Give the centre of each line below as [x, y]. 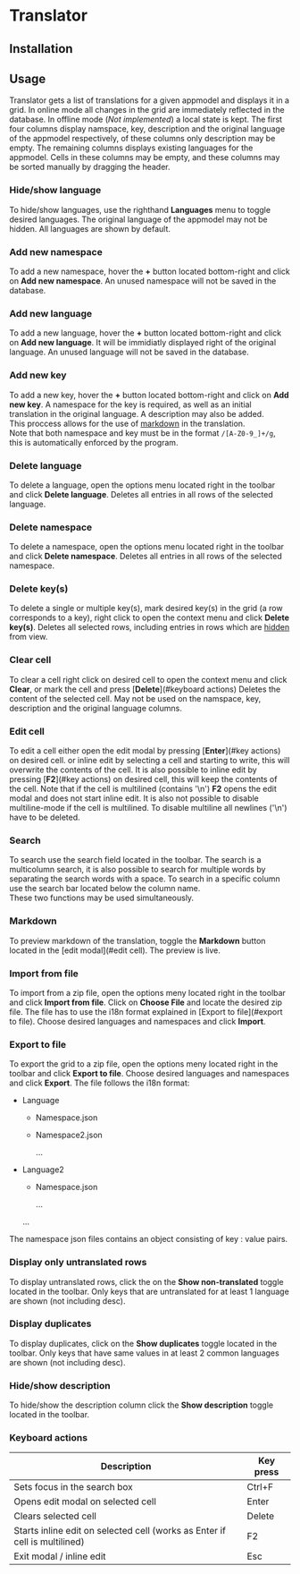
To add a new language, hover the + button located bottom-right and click [146, 333]
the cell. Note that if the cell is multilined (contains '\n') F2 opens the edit [143, 789]
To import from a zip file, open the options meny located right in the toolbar [147, 992]
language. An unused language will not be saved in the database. [129, 352]
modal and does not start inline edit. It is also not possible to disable [134, 798]
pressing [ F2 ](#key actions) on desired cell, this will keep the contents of [143, 779]
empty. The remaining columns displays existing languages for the [131, 148]
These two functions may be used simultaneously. [102, 898]
